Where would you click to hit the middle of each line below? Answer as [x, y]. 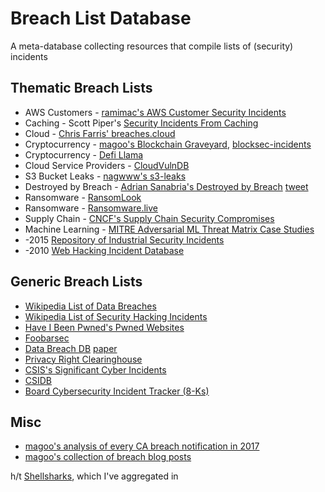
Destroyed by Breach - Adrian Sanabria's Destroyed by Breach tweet [166, 186]
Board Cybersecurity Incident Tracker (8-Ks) [117, 391]
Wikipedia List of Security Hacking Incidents [116, 316]
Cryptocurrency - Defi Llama [84, 154]
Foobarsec [47, 338]
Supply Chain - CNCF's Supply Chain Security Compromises [149, 218]
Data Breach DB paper [71, 348]
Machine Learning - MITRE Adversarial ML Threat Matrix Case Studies [169, 229]
